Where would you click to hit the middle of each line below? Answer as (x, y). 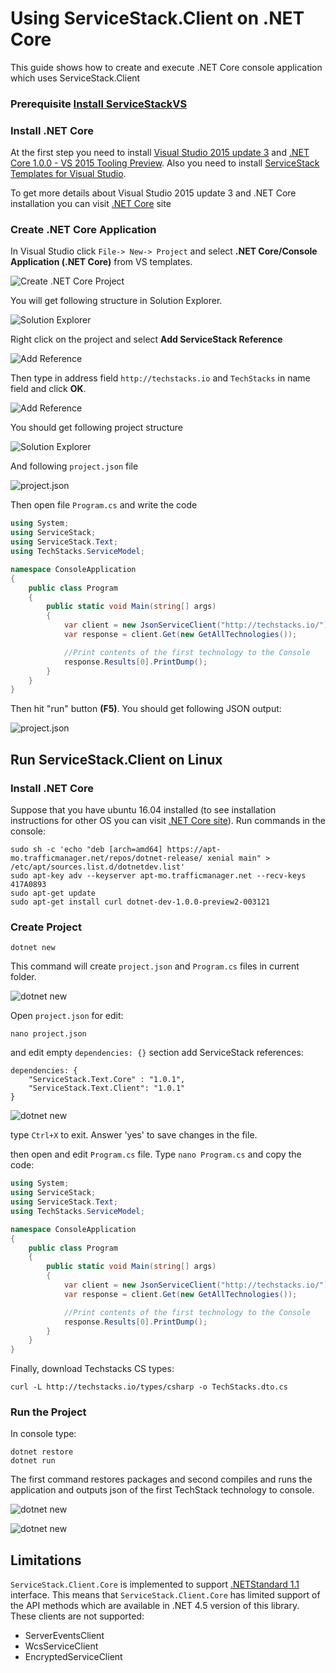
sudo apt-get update (53, 893)
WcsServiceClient (61, 1646)
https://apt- (194, 850)
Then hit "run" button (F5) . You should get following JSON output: (146, 709)
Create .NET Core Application (83, 230)
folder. (23, 977)
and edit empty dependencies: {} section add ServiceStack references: (157, 1053)
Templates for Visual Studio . (68, 174)
